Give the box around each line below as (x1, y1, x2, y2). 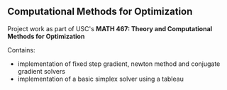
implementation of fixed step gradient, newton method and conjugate (17, 60, 221, 68)
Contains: (7, 45, 35, 54)
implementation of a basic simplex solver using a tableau (17, 74, 184, 83)
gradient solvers (17, 67, 66, 75)
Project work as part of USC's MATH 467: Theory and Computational (7, 24, 213, 33)
